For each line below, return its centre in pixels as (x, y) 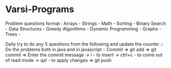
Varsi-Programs (40, 9)
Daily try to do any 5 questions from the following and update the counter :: (84, 44)
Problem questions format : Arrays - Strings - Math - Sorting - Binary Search (86, 23)
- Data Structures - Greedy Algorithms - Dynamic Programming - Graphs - (83, 28)
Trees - (13, 34)
